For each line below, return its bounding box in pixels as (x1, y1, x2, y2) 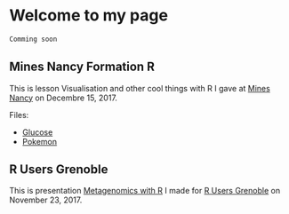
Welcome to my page (9, 5, 169, 26)
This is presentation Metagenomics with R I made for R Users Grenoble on (9, 186, 281, 196)
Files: (9, 109, 29, 120)
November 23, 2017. (9, 194, 83, 205)
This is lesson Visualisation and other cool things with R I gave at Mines (9, 83, 271, 93)
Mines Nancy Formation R (9, 59, 156, 75)
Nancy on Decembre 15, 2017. (9, 92, 118, 103)
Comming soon (9, 35, 58, 44)
